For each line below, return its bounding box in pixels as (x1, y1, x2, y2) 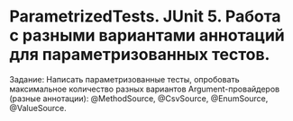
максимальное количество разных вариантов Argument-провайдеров (9, 83, 280, 94)
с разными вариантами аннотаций (9, 25, 286, 46)
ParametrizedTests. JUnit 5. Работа (9, 6, 281, 27)
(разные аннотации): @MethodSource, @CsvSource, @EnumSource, (9, 92, 269, 104)
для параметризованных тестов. (9, 45, 270, 65)
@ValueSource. (9, 102, 68, 113)
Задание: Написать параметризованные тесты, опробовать (9, 73, 241, 84)
